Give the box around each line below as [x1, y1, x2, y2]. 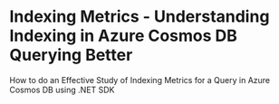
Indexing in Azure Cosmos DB [9, 25, 238, 46]
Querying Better [9, 45, 133, 65]
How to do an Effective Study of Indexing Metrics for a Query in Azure [9, 74, 271, 85]
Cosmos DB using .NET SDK [9, 84, 115, 95]
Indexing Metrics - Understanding [9, 6, 270, 27]
